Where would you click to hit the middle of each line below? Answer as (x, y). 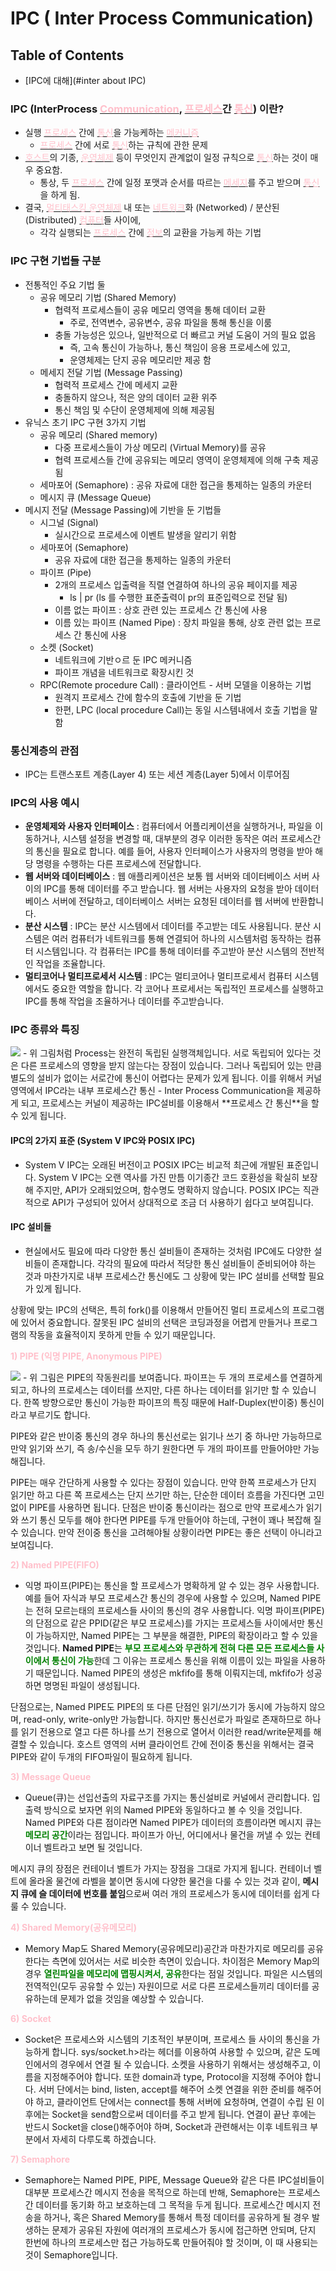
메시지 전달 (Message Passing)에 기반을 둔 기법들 (123, 509)
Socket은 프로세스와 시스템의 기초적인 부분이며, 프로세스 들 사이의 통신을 (167, 2039)
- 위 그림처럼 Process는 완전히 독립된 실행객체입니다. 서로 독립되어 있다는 (166, 1053)
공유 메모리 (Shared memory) (98, 434)
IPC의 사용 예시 (45, 802)
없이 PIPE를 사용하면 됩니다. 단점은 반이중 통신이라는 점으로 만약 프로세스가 (157, 1507)
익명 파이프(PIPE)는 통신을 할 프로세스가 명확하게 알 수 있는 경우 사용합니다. (172, 1585)
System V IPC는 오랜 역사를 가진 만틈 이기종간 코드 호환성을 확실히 (169, 1177)
